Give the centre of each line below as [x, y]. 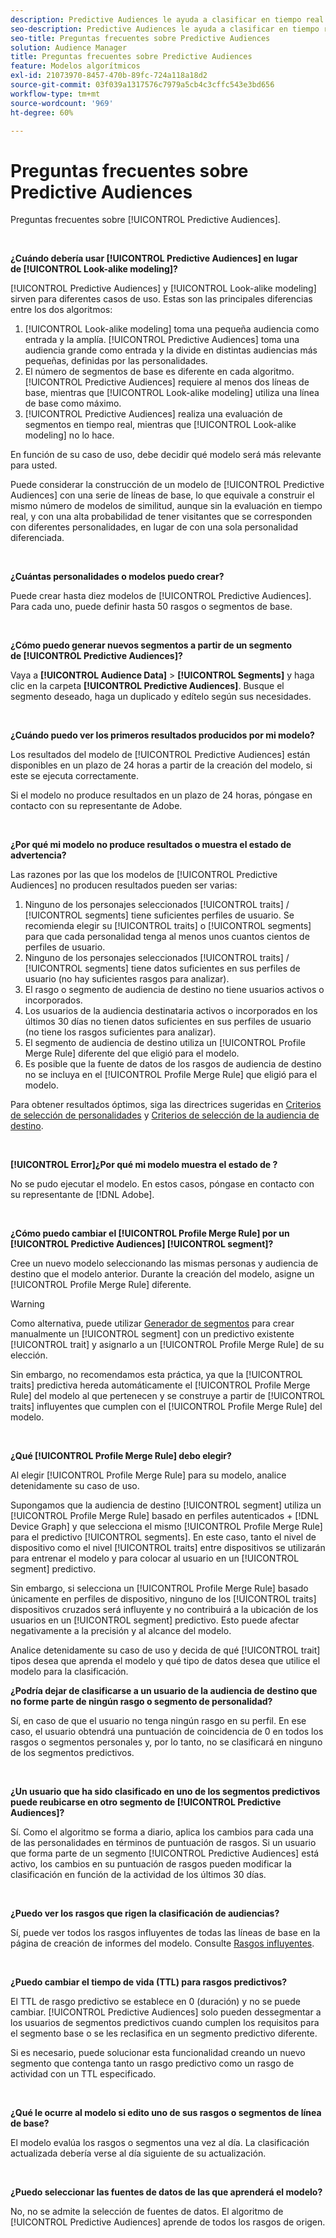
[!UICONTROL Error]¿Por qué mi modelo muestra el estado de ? [144, 1165]
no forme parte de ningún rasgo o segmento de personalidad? [141, 1702]
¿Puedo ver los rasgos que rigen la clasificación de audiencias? [145, 1913]
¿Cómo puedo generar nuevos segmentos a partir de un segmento [151, 645]
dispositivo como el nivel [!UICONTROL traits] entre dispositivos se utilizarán [168, 1548]
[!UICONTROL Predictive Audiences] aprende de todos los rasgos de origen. [168, 2222]
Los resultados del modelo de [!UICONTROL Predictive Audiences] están [160, 755]
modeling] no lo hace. [69, 435]
